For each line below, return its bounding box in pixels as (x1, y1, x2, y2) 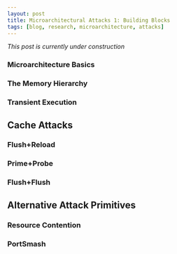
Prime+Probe (7, 159, 54, 169)
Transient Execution (7, 97, 77, 107)
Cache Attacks (7, 119, 73, 131)
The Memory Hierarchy (7, 78, 88, 88)
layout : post (7, 10, 45, 17)
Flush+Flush (7, 178, 51, 188)
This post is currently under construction (7, 43, 125, 51)
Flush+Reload (7, 140, 56, 150)
